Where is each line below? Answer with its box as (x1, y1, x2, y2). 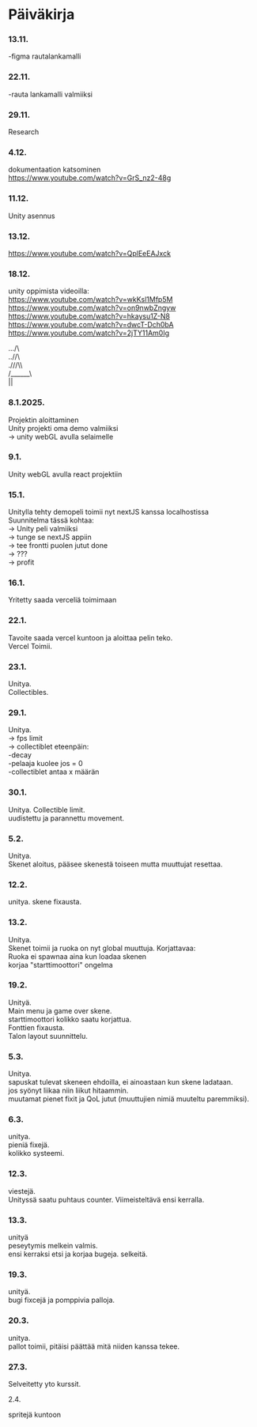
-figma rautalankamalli (8, 51, 81, 61)
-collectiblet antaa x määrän (8, 767, 100, 776)
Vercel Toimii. (8, 641, 53, 651)
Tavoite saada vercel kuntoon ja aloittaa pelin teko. (8, 632, 173, 642)
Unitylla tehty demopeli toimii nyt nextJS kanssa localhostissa (8, 508, 210, 517)
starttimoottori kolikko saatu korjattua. (8, 1014, 132, 1024)
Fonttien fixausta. (8, 1022, 65, 1032)
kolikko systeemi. (8, 1149, 65, 1158)
